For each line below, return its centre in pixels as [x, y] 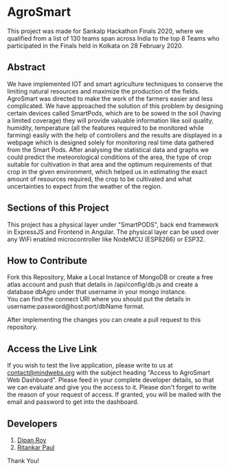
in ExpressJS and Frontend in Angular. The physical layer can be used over [113, 232]
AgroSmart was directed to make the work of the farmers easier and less [110, 98]
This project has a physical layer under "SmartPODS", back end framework [113, 224]
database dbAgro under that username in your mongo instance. [97, 292]
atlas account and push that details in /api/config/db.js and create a [103, 285]
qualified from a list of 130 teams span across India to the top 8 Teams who [113, 38]
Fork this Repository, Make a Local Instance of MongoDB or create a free [110, 277]
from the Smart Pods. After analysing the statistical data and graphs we [108, 149]
